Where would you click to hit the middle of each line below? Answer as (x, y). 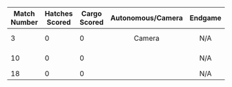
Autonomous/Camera (146, 18)
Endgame (206, 18)
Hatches (59, 13)
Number (24, 22)
